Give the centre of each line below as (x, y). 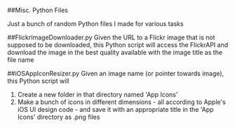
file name (21, 60)
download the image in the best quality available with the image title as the (115, 52)
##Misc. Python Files (38, 10)
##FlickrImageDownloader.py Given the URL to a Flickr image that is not (111, 37)
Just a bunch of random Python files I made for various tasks (95, 24)
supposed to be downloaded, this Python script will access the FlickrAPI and (118, 45)
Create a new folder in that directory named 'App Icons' (98, 95)
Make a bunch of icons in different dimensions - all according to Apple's (121, 102)
